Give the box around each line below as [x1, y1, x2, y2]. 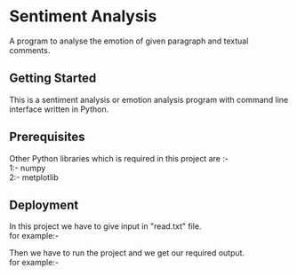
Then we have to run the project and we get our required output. [9, 248, 245, 258]
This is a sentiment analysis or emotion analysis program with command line [9, 94, 289, 105]
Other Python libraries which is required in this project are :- [9, 153, 229, 163]
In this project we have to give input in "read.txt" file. [9, 221, 202, 232]
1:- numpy [9, 162, 46, 173]
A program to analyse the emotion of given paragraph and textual [9, 35, 249, 46]
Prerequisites [9, 130, 85, 145]
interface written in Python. [9, 104, 109, 114]
